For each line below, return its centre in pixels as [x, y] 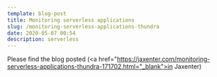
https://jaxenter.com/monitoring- [163, 59]
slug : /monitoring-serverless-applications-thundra [83, 26]
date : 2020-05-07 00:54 [42, 33]
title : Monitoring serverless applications [71, 20]
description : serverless [43, 40]
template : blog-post [37, 14]
